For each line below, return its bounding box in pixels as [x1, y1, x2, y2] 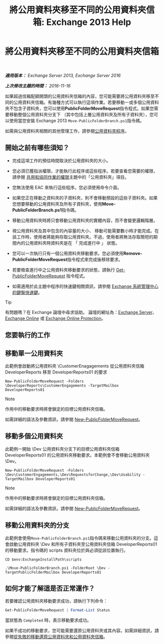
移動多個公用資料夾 [5, 432, 63, 440]
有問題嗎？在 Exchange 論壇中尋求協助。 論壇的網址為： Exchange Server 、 [5, 309, 157, 315]
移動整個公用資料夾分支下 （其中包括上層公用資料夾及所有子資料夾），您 [9, 111, 154, 117]
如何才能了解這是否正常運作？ [5, 584, 95, 592]
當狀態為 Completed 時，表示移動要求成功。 [5, 617, 92, 623]
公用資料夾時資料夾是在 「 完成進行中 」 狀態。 [25, 240, 120, 246]
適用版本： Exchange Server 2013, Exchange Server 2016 [5, 72, 121, 78]
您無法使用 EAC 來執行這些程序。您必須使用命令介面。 [12, 184, 122, 190]
